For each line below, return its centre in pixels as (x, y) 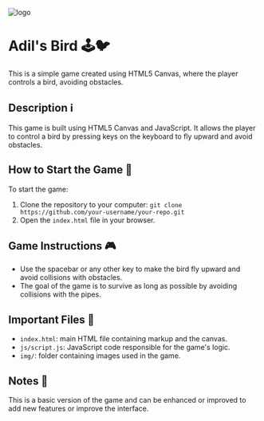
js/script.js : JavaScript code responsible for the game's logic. (125, 348)
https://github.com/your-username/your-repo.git (102, 212)
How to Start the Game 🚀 (71, 170)
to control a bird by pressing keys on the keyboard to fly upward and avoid (130, 136)
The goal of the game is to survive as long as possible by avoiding (128, 286)
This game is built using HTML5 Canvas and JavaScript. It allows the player (132, 128)
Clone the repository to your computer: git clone (101, 204)
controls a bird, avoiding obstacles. (66, 82)
